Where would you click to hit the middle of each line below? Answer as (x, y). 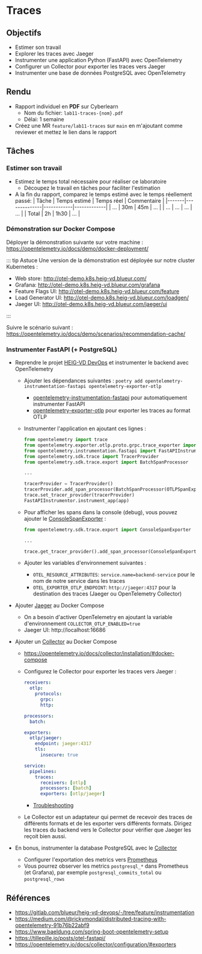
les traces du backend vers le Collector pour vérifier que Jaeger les (107, 830)
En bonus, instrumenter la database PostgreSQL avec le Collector (96, 848)
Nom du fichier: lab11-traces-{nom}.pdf (73, 113)
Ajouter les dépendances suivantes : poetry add (83, 381)
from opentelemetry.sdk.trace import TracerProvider (91, 456)
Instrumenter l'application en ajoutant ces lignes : (85, 428)
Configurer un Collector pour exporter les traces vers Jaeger (90, 66)
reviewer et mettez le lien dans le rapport (66, 132)
